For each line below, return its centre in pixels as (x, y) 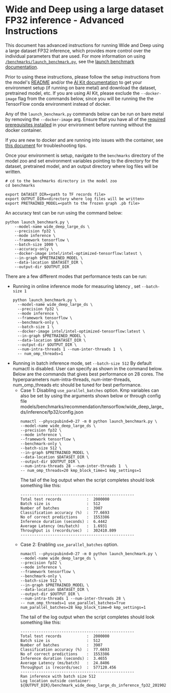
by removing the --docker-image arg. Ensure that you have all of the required (85, 119)
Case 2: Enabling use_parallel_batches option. (69, 544)
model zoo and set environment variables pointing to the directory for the (82, 161)
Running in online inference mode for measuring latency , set (77, 286)
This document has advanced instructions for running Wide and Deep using (85, 45)
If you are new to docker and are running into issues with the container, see (84, 140)
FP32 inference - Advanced (65, 20)
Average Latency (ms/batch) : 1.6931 (64, 526)
